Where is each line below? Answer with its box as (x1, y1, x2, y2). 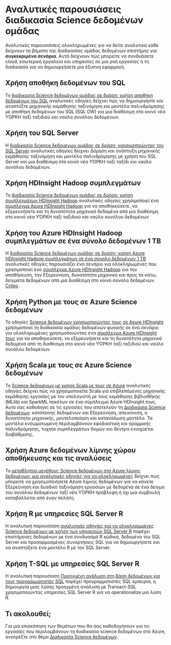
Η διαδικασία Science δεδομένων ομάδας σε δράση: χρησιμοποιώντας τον (5, 142, 164, 148)
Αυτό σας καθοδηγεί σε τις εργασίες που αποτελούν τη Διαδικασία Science (5, 404, 166, 410)
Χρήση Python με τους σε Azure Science (5, 297, 137, 306)
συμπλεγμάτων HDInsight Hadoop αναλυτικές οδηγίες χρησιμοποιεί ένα (5, 197, 159, 204)
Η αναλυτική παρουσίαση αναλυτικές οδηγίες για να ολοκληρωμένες (5, 523, 154, 529)
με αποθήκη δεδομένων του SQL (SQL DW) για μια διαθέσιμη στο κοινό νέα (5, 108, 166, 114)
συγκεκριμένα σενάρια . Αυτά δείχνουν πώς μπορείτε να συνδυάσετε (5, 53, 154, 59)
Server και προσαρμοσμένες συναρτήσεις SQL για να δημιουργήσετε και (5, 539, 160, 545)
